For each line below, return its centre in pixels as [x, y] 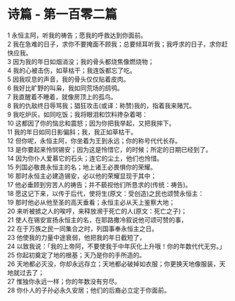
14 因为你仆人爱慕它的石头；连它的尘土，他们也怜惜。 [85, 158]
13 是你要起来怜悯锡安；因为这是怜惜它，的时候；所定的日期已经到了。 [110, 149]
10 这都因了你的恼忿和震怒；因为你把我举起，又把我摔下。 [91, 123]
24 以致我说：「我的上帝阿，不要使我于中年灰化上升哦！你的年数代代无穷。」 [116, 246]
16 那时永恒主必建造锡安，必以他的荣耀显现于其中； [82, 176]
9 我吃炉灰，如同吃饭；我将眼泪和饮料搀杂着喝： [78, 114]
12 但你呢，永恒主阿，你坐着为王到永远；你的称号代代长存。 [94, 141]
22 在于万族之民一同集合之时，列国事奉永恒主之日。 [83, 229]
